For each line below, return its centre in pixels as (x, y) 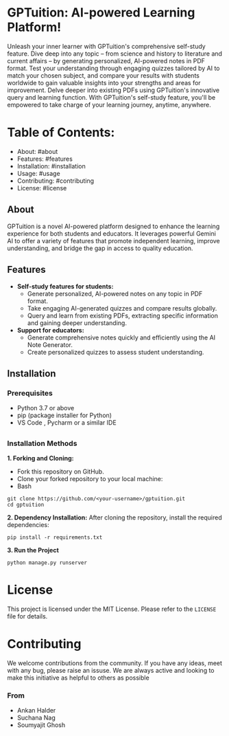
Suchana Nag (36, 718)
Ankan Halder (36, 711)
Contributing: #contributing (56, 181)
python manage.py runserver (47, 562)
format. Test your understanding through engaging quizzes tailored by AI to (114, 68)
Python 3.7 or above (46, 408)
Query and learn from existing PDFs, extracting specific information (122, 315)
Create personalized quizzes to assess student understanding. (116, 352)
